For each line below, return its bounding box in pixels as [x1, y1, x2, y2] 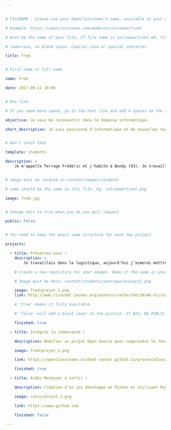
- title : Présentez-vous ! [10, 251, 67, 256]
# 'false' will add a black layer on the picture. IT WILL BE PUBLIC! [14, 311, 167, 316]
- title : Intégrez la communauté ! [10, 329, 85, 335]
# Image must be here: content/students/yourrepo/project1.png [14, 279, 152, 284]
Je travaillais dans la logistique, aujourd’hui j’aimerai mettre [23, 260, 167, 266]
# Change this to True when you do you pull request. [5, 209, 122, 214]
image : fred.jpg [5, 196, 40, 201]
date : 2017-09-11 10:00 [5, 85, 56, 90]
